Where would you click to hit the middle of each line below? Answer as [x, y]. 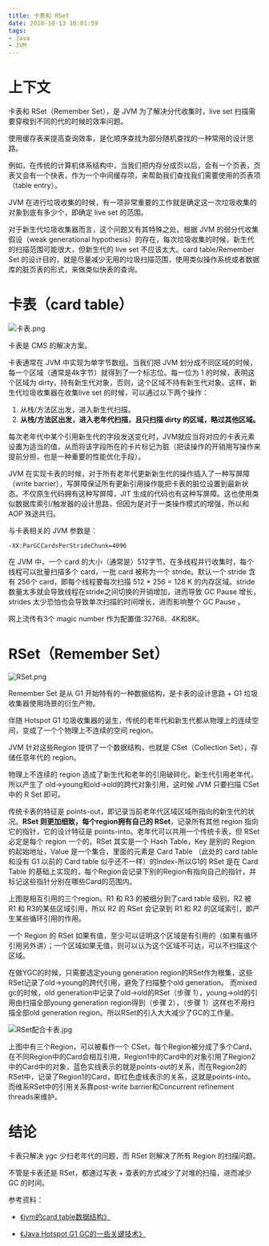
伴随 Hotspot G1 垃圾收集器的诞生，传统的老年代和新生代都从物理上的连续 [130, 720]
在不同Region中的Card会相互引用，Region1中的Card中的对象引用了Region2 [132, 1056]
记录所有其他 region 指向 [218, 821]
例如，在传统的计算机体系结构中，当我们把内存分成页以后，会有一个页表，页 [134, 166]
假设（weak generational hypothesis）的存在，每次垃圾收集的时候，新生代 [131, 239]
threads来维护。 [35, 1096]
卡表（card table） [71, 305]
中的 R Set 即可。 [37, 794]
